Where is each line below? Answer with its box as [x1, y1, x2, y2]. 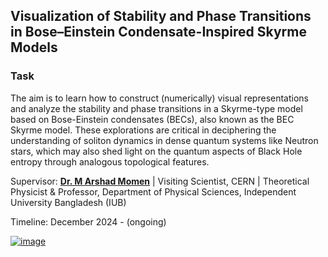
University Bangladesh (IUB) [10, 196, 127, 208]
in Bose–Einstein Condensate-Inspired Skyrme [10, 24, 307, 41]
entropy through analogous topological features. [10, 155, 210, 168]
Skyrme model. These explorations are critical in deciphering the [10, 124, 277, 136]
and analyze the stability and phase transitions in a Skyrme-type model [10, 102, 303, 114]
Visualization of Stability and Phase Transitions [10, 8, 312, 25]
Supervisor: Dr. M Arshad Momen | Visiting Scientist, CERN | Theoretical [10, 175, 310, 187]
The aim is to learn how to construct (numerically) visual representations [10, 92, 309, 104]
